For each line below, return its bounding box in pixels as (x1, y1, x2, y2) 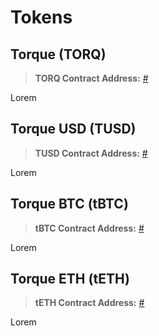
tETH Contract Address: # (34, 297, 145, 309)
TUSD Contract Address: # (34, 147, 148, 159)
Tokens (10, 6, 73, 29)
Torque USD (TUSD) (10, 121, 137, 138)
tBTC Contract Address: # (34, 222, 145, 234)
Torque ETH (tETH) (10, 271, 130, 288)
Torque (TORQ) (10, 46, 107, 63)
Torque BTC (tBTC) (10, 196, 129, 213)
